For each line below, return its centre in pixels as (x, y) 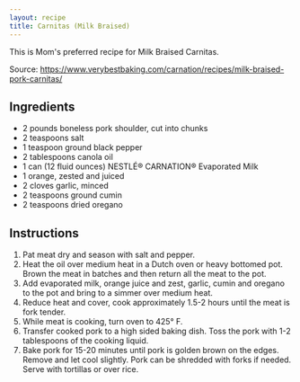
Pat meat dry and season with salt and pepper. (109, 255)
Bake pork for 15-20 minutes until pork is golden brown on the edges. (150, 351)
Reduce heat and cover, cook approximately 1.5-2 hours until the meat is (156, 303)
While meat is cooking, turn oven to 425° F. (102, 322)
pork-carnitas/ (36, 78)
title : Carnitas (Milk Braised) (70, 26)
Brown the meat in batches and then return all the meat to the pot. (144, 274)
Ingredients (42, 107)
